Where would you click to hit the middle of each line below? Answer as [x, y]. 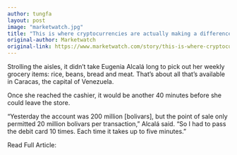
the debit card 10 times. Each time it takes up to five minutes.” [97, 131]
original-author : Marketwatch [52, 40]
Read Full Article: [32, 145]
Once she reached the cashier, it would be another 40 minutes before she [115, 95]
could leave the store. [39, 103]
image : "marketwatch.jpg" [45, 27]
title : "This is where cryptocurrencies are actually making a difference [120, 33]
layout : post [26, 20]
